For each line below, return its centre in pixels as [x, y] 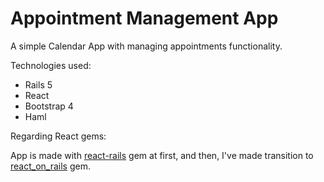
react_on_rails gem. [50, 166]
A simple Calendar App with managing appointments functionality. [146, 46]
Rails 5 [38, 84]
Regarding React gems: [58, 136]
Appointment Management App [144, 18]
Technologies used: [51, 65]
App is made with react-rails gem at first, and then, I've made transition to [162, 155]
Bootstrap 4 [49, 106]
